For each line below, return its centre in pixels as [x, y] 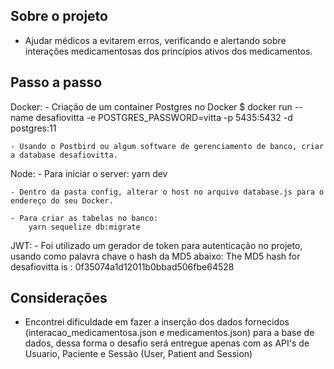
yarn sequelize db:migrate [84, 227]
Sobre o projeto [59, 16]
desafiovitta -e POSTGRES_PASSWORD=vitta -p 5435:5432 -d [164, 117]
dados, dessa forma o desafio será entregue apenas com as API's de [167, 343]
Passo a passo [56, 82]
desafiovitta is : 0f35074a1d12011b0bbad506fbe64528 [122, 266]
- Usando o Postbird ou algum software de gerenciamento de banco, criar [167, 146]
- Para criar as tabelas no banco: [84, 218]
